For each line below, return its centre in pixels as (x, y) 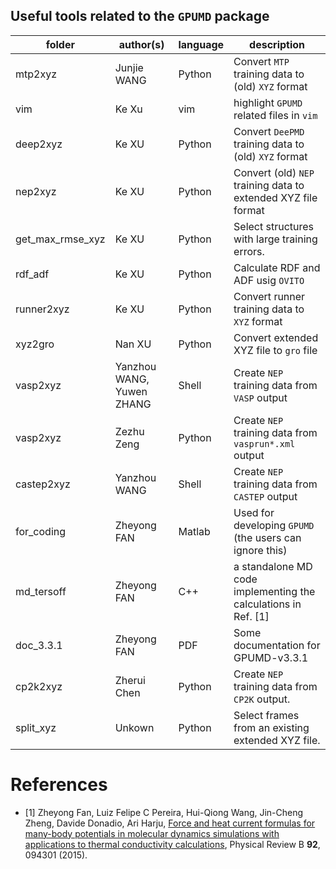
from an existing (271, 727)
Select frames (266, 715)
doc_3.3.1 (39, 645)
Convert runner (269, 296)
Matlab (194, 531)
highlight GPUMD (268, 102)
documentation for (277, 645)
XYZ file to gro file (275, 350)
